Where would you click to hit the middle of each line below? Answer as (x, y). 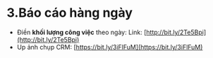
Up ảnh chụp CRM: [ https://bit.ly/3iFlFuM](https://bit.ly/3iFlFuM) (110, 47)
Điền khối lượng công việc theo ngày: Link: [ (81, 32)
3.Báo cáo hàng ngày (70, 13)
